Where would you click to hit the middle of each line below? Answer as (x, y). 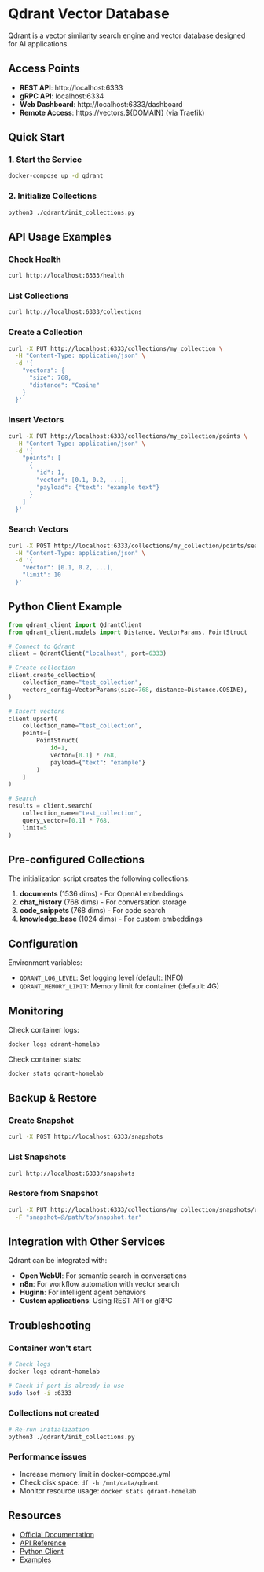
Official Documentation (57, 1534)
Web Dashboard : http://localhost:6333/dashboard (101, 104)
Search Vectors (38, 529)
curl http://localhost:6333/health (66, 276)
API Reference (43, 1543)
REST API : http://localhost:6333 (71, 87)
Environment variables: (45, 963)
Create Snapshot (41, 1121)
